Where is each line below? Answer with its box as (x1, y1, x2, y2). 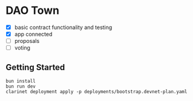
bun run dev (5, 83, 36, 90)
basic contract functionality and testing (14, 24, 113, 31)
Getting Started (5, 62, 65, 73)
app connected (14, 31, 53, 37)
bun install (5, 78, 36, 84)
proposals (14, 37, 40, 45)
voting (14, 44, 31, 51)
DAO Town (5, 4, 60, 18)
